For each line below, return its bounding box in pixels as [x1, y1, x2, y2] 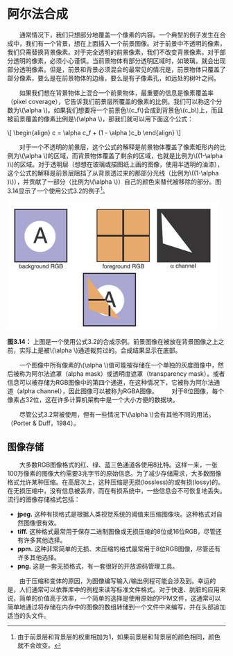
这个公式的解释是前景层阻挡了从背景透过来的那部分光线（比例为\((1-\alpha [7, 169, 219, 177]
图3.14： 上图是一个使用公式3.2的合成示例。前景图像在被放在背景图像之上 [7, 337, 218, 345]
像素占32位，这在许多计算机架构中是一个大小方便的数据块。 [7, 395, 179, 404]
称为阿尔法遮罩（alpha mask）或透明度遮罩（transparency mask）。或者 [19, 369, 225, 378]
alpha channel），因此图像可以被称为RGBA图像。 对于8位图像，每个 [19, 386, 225, 395]
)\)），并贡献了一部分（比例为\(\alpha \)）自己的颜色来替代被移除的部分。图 [7, 178, 222, 186]
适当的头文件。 [7, 612, 50, 620]
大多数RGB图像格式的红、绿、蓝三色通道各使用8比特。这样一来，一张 [19, 460, 218, 469]
